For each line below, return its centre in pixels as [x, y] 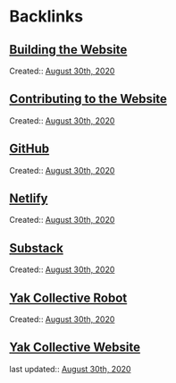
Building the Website [68, 50]
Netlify [29, 199]
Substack [37, 248]
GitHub [29, 149]
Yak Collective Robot [68, 298]
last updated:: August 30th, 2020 [70, 369]
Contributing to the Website [88, 99]
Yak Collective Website [75, 348]
